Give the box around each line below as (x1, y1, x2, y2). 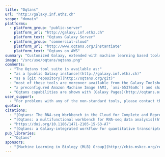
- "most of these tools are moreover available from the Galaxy (9, 80, 144, 85)
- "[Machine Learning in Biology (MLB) (9, 145, 91, 150)
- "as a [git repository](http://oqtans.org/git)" (9, 76, 115, 81)
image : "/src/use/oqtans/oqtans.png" (5, 58, 82, 63)
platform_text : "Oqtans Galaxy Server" (14, 35, 96, 40)
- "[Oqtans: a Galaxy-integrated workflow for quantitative (9, 126, 135, 131)
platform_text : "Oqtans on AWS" (14, 48, 80, 53)
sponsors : (5, 140, 26, 145)
